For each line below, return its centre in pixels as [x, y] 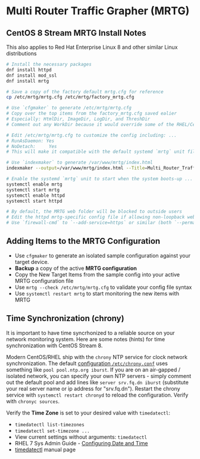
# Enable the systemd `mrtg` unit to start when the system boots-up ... [100, 179]
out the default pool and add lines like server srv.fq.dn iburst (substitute [97, 382]
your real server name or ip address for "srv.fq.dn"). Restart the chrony [93, 388]
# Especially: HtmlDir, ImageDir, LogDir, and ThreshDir [78, 119]
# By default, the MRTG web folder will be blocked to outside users [94, 212]
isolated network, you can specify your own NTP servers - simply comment [99, 376]
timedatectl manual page [45, 449]
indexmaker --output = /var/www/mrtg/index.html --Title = [77, 168]
